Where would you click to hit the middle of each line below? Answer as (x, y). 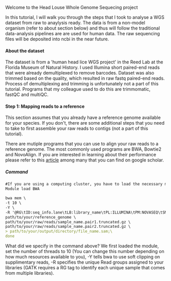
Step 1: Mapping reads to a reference (45, 106)
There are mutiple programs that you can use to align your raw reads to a (82, 144)
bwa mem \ (16, 198)
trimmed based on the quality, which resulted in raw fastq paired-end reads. (85, 78)
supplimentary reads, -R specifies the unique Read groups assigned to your (84, 262)
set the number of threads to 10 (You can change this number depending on (85, 251)
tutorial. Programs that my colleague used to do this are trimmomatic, (78, 89)
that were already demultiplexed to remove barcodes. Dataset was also (80, 73)
